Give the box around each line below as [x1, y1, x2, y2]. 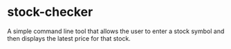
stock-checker [7, 4, 93, 20]
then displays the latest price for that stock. [7, 34, 131, 42]
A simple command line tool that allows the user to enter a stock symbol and [7, 27, 225, 35]
